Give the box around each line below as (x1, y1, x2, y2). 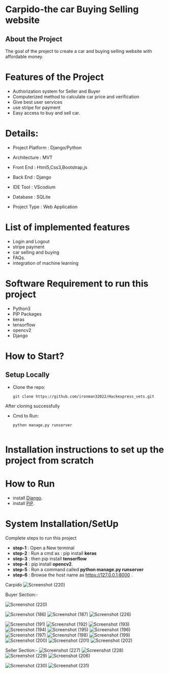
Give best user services (12, 99, 63, 105)
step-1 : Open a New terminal (12, 545, 75, 551)
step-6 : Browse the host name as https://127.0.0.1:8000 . (12, 572, 133, 578)
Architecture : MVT (12, 154, 53, 160)
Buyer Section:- (5, 592, 38, 598)
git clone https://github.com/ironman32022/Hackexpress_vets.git (12, 394, 154, 399)
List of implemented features (5, 221, 130, 233)
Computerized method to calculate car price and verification (12, 93, 139, 100)
